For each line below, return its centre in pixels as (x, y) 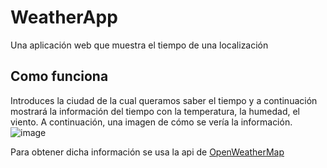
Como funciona (59, 76)
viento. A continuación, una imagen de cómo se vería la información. (151, 122)
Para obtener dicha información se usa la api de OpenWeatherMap (147, 152)
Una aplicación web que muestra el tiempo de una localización (139, 45)
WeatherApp (64, 17)
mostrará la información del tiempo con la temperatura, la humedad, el (155, 111)
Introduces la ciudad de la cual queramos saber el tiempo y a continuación (164, 100)
